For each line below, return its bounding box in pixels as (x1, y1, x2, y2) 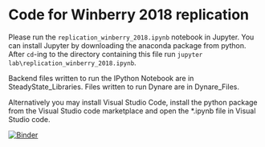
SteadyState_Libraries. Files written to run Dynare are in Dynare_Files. (8, 82, 239, 92)
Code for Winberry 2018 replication (8, 6, 250, 24)
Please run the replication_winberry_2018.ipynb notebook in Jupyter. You (8, 32, 255, 42)
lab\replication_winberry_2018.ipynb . (8, 58, 137, 67)
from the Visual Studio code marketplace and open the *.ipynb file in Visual (8, 106, 256, 116)
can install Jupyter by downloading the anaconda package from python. (8, 40, 247, 50)
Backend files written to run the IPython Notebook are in (8, 73, 194, 83)
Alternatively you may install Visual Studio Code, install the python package (8, 97, 258, 107)
